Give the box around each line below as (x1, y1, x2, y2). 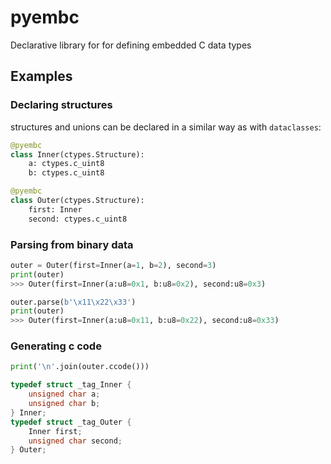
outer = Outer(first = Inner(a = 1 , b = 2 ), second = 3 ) (10, 260, 217, 270)
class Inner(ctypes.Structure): (10, 149, 145, 160)
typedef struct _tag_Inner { (10, 380, 132, 390)
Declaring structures (10, 98, 113, 112)
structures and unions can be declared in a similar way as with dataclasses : (10, 121, 322, 133)
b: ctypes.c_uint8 (28, 168, 105, 178)
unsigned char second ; (28, 436, 123, 446)
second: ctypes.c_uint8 (28, 214, 128, 224)
